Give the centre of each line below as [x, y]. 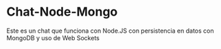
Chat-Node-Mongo [62, 12]
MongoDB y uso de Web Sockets [53, 37]
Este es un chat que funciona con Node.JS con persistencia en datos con [110, 31]
